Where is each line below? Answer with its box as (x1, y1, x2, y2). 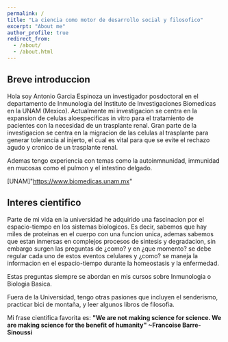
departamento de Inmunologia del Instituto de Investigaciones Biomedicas (7, 99, 216, 107)
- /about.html (13, 49, 53, 56)
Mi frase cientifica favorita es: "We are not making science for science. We (7, 313, 222, 321)
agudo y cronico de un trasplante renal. (7, 143, 118, 151)
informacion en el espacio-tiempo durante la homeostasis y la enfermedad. (7, 259, 219, 267)
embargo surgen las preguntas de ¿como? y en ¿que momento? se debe (7, 244, 212, 253)
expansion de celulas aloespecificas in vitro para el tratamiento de (7, 114, 194, 122)
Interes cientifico (7, 197, 81, 209)
